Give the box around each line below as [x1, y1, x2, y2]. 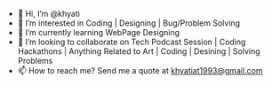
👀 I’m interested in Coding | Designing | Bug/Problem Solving [17, 18, 241, 28]
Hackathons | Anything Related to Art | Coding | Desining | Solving [17, 46, 260, 57]
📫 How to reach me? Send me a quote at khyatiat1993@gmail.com [17, 66, 263, 75]
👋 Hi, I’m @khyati [17, 9, 80, 19]
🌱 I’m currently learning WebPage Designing [17, 27, 180, 37]
